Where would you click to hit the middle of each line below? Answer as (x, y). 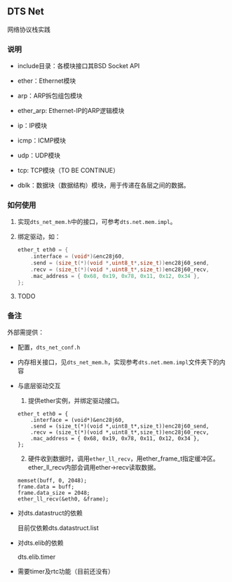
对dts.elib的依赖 (40, 543)
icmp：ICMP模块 (42, 140)
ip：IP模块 (32, 126)
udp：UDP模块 (39, 156)
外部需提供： (26, 332)
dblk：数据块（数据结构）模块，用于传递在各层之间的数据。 (104, 185)
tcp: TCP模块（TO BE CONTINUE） (68, 171)
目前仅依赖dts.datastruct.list (58, 528)
